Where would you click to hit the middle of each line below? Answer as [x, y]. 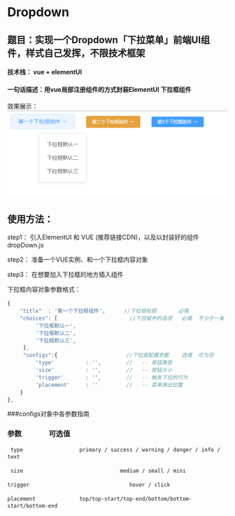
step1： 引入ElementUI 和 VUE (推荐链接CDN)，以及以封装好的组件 [103, 237]
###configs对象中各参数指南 [48, 414]
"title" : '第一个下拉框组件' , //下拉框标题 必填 [104, 311]
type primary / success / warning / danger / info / [115, 449]
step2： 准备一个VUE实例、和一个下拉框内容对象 [78, 259]
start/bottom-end [33, 505]
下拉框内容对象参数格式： [44, 290]
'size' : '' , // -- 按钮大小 [104, 370]
